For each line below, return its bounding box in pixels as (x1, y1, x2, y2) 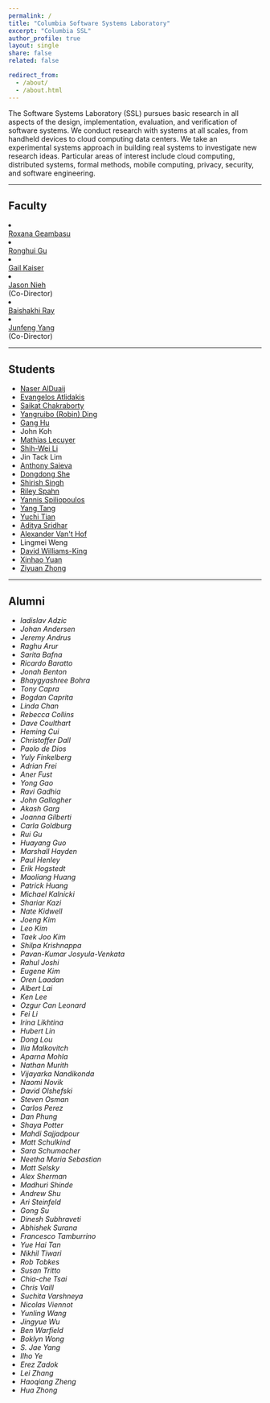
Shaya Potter (19, 1120, 64, 1129)
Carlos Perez (19, 1103, 63, 1112)
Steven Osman (19, 1094, 70, 1104)
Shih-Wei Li (19, 444, 59, 453)
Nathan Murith (19, 1060, 69, 1070)
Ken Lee (19, 992, 47, 1001)
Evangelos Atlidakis (19, 392, 85, 402)
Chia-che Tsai (19, 1273, 67, 1284)
